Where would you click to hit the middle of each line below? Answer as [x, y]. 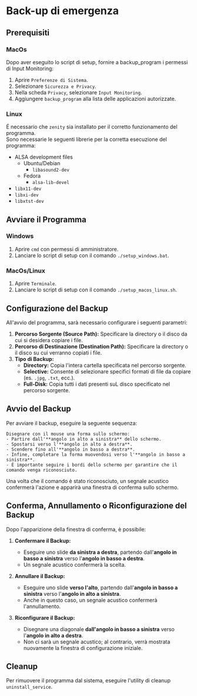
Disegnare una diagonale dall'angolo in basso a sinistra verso [99, 629]
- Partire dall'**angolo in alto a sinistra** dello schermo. [84, 439]
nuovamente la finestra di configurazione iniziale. [83, 648]
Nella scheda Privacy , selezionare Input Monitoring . [78, 92]
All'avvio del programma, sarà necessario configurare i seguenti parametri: [97, 322]
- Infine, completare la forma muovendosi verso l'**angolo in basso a [96, 454]
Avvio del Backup [39, 409]
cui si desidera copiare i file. [49, 340]
